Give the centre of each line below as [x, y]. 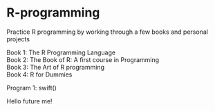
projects [18, 39]
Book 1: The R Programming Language [61, 52]
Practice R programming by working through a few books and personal [107, 32]
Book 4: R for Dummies [39, 74]
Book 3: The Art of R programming [56, 67]
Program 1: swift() [31, 88]
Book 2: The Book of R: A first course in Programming [83, 59]
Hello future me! [29, 101]
